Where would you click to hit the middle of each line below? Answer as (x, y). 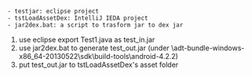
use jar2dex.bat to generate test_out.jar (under (94, 48)
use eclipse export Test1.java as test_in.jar (87, 40)
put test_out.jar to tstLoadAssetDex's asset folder (99, 64)
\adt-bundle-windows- (208, 48)
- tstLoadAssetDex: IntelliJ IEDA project (78, 18)
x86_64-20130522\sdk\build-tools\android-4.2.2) (98, 56)
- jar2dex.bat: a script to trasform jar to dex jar (95, 25)
